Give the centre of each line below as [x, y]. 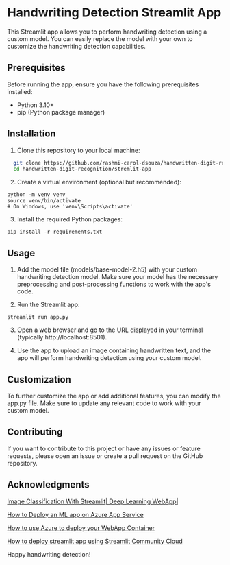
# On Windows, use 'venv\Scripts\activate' [70, 207]
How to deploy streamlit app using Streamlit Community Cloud [95, 541]
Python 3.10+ [36, 105]
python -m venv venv [37, 195]
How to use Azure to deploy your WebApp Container [81, 528]
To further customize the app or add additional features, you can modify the [114, 396]
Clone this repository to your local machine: [78, 150]
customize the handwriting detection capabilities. [76, 46]
